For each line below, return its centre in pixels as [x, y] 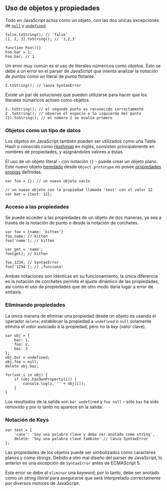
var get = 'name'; [24, 249]
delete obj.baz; [22, 366]
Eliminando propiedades [35, 305]
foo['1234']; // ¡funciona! [34, 267]
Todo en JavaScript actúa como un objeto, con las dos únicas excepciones [82, 20]
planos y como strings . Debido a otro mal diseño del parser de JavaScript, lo [84, 458]
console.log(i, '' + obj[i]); [54, 383]
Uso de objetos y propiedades [53, 8]
